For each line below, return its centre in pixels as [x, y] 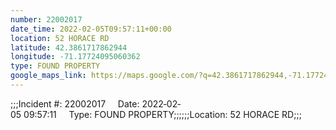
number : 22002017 [46, 19]
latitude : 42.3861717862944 [69, 47]
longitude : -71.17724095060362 [75, 57]
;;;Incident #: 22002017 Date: [75, 103]
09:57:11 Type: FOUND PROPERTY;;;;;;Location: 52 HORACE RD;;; [162, 114]
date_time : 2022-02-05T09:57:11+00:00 [91, 29]
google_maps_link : [48, 76]
